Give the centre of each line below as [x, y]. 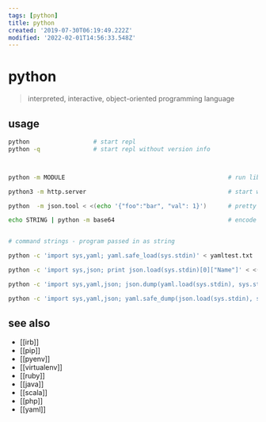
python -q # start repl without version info [110, 149]
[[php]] [31, 401]
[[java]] [32, 384]
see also [29, 323]
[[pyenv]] [35, 359]
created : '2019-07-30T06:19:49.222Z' [70, 30]
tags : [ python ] [33, 15]
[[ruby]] [32, 376]
